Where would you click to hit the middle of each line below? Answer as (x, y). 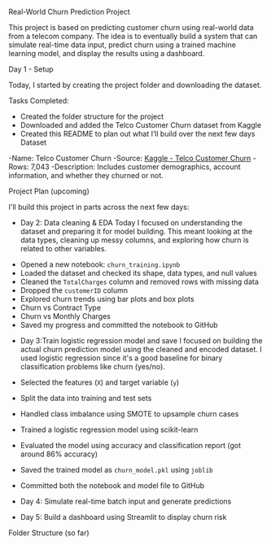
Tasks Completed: (39, 100)
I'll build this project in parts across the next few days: (99, 207)
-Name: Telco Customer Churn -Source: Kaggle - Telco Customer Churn (130, 158)
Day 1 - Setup (31, 69)
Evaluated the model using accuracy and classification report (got (131, 445)
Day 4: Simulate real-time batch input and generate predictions (126, 501)
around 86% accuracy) (59, 454)
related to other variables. (63, 249)
